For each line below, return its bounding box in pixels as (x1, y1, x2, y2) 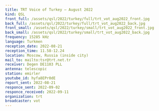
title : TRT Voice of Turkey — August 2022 (5, 7, 93, 12)
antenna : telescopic (5, 67, 47, 72)
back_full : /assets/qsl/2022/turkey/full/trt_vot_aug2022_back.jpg (5, 21, 146, 26)
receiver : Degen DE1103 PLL (5, 62, 63, 67)
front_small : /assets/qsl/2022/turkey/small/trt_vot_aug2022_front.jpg (5, 26, 154, 30)
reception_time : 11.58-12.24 (5, 48, 65, 53)
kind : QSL (5, 12, 25, 17)
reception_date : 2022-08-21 (5, 44, 63, 49)
